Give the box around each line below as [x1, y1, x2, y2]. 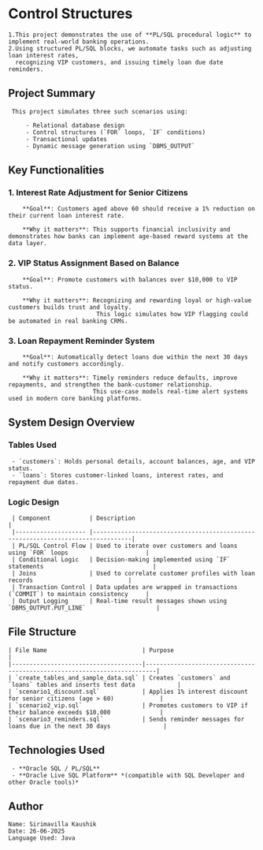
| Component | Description [11, 514, 135, 523]
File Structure [8, 625, 76, 639]
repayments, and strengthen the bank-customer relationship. [8, 381, 213, 389]
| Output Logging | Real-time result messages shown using [11, 597, 227, 606]
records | [8, 576, 132, 584]
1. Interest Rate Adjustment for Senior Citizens [8, 187, 189, 198]
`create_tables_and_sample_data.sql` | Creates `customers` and [15, 673, 231, 682]
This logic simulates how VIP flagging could [95, 310, 248, 318]
